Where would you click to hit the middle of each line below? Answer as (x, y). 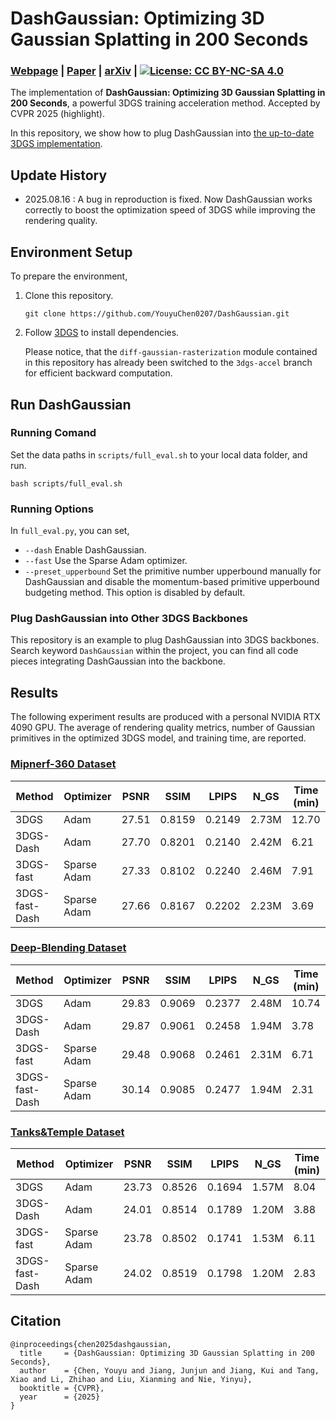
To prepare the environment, (69, 276)
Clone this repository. (69, 296)
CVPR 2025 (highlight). (57, 114)
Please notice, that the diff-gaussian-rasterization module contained (171, 352)
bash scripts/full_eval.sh (66, 483)
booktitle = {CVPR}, (62, 1388)
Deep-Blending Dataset (68, 948)
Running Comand (53, 433)
